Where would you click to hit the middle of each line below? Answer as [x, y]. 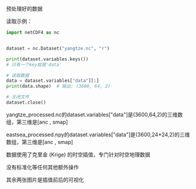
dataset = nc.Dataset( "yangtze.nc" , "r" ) [58, 48]
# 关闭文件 [18, 97]
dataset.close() [26, 102]
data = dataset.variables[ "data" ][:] [53, 81]
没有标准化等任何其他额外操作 [42, 167]
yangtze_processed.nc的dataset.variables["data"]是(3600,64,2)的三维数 [94, 114]
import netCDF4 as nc [33, 33]
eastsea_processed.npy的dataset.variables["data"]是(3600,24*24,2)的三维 [98, 134]
